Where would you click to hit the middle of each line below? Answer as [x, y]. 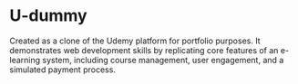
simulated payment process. [63, 70]
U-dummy [49, 16]
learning [25, 60]
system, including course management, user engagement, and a [163, 60]
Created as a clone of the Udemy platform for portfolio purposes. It [135, 41]
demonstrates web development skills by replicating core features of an [144, 50]
